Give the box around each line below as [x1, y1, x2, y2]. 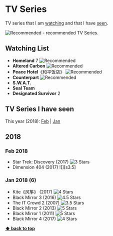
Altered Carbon [12, 62, 45, 68]
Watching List [5, 44, 49, 53]
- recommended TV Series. [42, 29, 98, 35]
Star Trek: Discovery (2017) [12, 159, 69, 165]
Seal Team [12, 85, 35, 91]
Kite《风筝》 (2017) [12, 188, 52, 194]
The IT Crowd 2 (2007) [12, 199, 60, 205]
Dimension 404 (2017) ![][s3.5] [12, 164, 76, 170]
